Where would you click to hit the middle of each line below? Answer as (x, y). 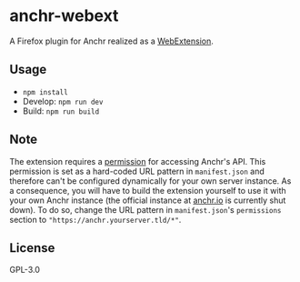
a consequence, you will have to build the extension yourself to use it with (148, 190)
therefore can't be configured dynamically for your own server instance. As (150, 181)
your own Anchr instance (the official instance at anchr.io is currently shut (148, 200)
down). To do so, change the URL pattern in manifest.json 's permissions (145, 209)
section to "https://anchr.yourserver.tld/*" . (95, 219)
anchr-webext (64, 16)
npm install (45, 92)
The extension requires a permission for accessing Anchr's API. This (138, 161)
